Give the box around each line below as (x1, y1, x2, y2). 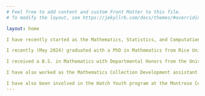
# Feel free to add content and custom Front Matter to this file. (6, 9, 182, 15)
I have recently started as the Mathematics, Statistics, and (6, 36, 168, 43)
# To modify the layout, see (6, 15, 81, 21)
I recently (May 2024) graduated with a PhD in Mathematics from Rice (6, 47, 190, 53)
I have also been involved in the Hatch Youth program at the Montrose (6, 80, 192, 86)
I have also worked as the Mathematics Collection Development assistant (6, 69, 198, 76)
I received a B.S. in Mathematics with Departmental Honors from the (6, 58, 187, 64)
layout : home (6, 26, 40, 32)
